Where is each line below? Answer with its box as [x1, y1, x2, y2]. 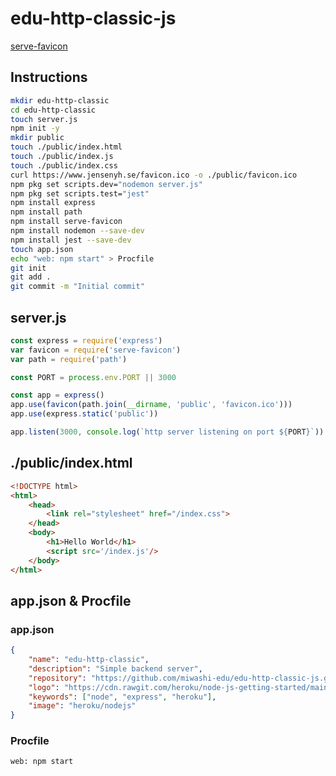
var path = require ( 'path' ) [10, 354, 128, 364]
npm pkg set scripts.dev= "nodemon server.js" [10, 179, 203, 189]
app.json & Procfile [10, 592, 132, 609]
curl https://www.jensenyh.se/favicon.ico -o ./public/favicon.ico [10, 170, 298, 180]
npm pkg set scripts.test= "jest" [10, 188, 150, 199]
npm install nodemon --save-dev [10, 226, 145, 236]
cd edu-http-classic [10, 105, 97, 115]
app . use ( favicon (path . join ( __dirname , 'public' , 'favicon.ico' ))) [10, 400, 293, 410]
